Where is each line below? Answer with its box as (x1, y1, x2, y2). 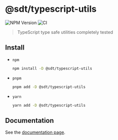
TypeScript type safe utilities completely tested (17, 29, 114, 35)
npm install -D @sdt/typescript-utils (12, 66, 92, 71)
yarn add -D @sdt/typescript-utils (12, 103, 86, 108)
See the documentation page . (5, 129, 66, 136)
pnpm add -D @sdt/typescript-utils (12, 84, 86, 89)
